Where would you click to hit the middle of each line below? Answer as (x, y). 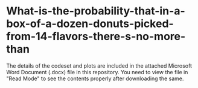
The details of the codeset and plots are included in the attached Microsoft (99, 66)
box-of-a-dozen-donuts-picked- (90, 24)
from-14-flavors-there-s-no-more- (96, 37)
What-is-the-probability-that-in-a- (96, 11)
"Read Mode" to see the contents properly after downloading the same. (95, 78)
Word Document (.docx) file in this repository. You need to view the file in (97, 72)
